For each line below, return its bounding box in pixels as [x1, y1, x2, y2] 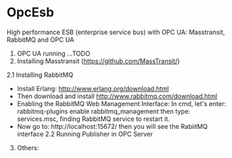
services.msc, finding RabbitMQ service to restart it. [16, 115, 170, 123]
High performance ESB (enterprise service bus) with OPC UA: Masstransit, [6, 28, 226, 36]
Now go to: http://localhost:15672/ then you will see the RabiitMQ [16, 122, 208, 130]
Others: [16, 143, 40, 152]
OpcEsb [6, 4, 55, 21]
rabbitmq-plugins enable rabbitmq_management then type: [16, 107, 191, 115]
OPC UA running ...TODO [16, 49, 90, 58]
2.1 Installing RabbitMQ [6, 70, 74, 79]
